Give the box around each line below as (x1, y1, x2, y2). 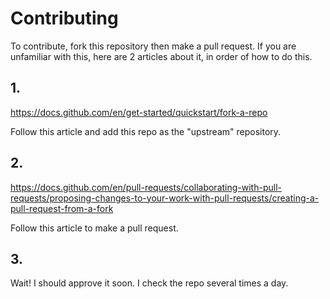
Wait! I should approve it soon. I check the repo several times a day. (10, 277, 289, 289)
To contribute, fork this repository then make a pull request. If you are (10, 40, 297, 52)
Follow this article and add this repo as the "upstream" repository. (10, 125, 282, 137)
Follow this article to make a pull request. (10, 222, 179, 234)
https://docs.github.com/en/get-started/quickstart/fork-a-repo (10, 106, 268, 118)
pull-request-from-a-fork (10, 202, 114, 214)
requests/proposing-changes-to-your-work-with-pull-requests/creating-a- (10, 192, 320, 204)
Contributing (10, 7, 119, 30)
